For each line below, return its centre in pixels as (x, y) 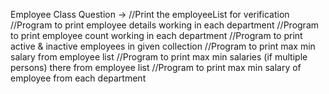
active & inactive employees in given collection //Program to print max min (163, 46)
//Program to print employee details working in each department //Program (165, 25)
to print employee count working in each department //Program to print (156, 35)
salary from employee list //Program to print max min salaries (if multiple (159, 57)
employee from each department (78, 78)
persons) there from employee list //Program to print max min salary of (156, 67)
